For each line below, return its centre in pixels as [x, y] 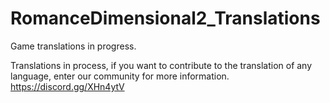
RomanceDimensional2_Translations [165, 18]
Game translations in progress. [73, 46]
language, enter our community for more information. [120, 76]
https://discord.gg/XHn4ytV [67, 86]
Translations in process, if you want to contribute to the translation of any [161, 65]
